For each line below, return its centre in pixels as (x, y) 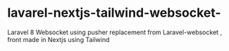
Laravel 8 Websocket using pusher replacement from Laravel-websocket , (115, 32)
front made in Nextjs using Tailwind (58, 39)
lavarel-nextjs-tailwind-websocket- (114, 13)
